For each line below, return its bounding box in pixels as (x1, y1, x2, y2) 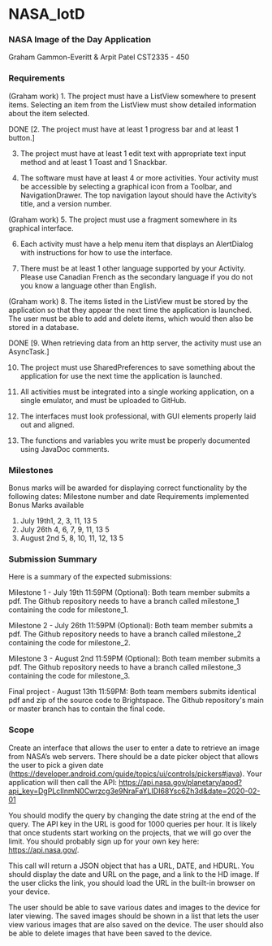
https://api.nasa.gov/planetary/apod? (119, 777, 242, 787)
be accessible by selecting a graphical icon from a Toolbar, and (19, 181, 233, 191)
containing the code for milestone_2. (8, 638, 132, 648)
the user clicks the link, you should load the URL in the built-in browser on (8, 878, 256, 887)
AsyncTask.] (8, 346, 50, 356)
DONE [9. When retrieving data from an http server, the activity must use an (8, 338, 262, 348)
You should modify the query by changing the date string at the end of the (8, 810, 257, 820)
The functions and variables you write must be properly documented (19, 436, 251, 445)
